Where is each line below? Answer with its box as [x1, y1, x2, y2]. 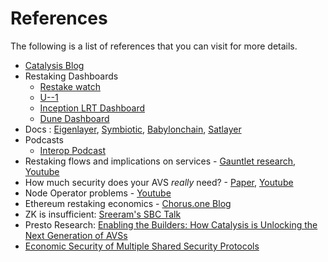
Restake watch [39, 80, 101, 92]
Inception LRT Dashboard [39, 102, 146, 114]
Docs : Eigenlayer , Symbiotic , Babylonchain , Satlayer [24, 123, 242, 135]
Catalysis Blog [24, 59, 85, 71]
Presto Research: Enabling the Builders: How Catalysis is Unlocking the [24, 218, 318, 231]
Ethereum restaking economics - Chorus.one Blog [24, 197, 232, 209]
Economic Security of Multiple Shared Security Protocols [24, 240, 260, 252]
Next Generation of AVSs [24, 229, 128, 241]
